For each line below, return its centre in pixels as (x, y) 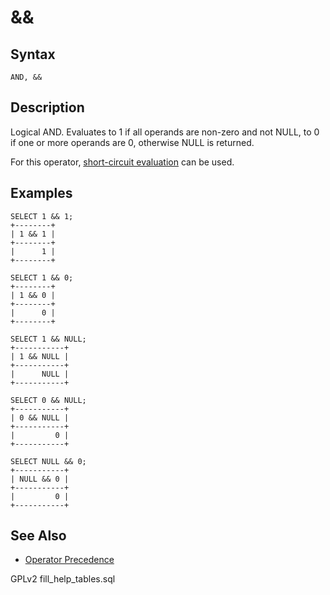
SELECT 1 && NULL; (48, 339)
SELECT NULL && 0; (48, 461)
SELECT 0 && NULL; (48, 400)
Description (47, 107)
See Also (38, 536)
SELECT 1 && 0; (42, 277)
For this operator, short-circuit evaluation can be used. (122, 162)
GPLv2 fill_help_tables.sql (63, 579)
